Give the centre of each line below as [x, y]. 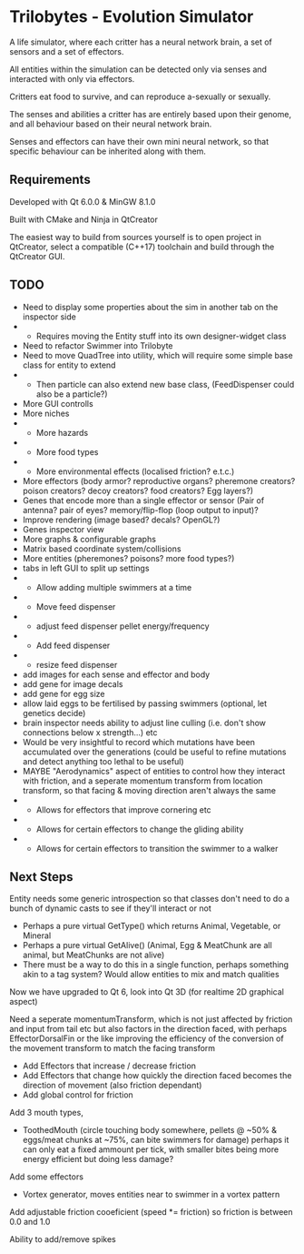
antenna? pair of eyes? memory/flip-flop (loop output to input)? [140, 510]
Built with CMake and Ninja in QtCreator [84, 219]
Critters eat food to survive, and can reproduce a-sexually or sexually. [140, 96]
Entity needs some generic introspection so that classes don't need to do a [150, 899]
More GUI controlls [58, 403]
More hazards [62, 432]
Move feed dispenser [76, 606]
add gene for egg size [64, 693]
